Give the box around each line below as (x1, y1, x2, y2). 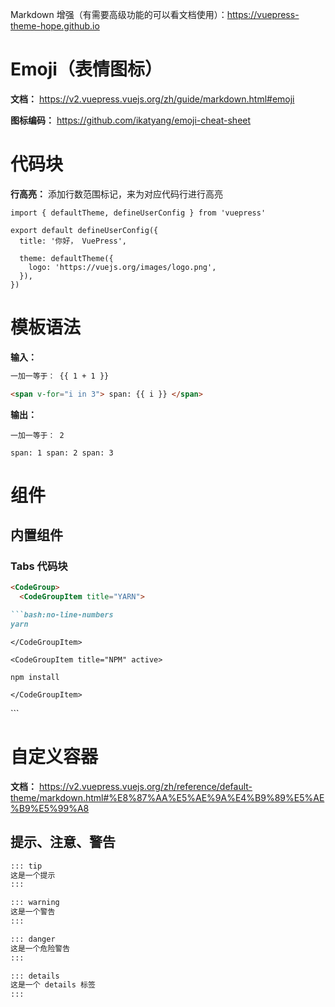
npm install (10, 672, 60, 682)
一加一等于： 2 (10, 430, 65, 440)
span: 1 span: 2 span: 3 (10, 448, 114, 458)
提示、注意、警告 (10, 834, 116, 851)
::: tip (10, 861, 43, 871)
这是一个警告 (10, 907, 56, 917)
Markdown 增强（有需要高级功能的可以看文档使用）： (10, 9, 228, 20)
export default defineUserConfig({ (10, 225, 159, 235)
